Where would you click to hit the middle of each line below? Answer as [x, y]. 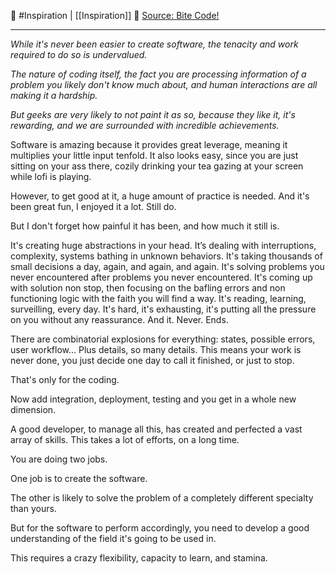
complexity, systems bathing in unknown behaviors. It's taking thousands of [166, 256]
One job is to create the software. [79, 478]
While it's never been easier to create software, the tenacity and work [154, 44]
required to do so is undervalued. [79, 54]
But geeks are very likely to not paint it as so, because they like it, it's [153, 114]
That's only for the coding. [65, 379]
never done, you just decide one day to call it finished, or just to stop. [152, 360]
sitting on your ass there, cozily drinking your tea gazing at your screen [157, 166]
